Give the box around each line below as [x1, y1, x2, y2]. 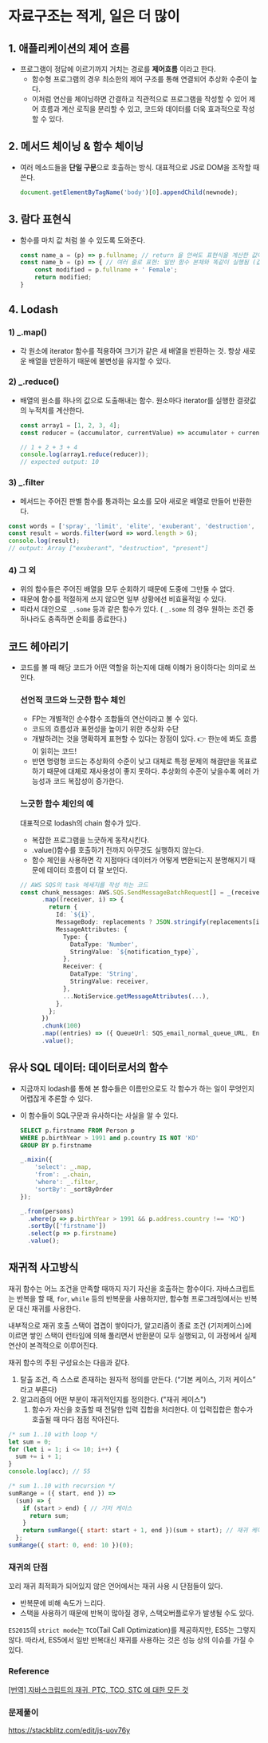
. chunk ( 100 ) [41, 1022, 81, 1030]
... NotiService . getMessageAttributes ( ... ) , [62, 992, 210, 1000]
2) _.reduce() [8, 376, 60, 387]
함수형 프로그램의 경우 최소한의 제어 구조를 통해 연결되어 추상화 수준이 [31, 74, 250, 84]
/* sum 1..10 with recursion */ [8, 1482, 116, 1490]
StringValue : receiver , [70, 977, 149, 986]
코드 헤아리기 [8, 640, 69, 653]
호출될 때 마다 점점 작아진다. [31, 1414, 120, 1424]
